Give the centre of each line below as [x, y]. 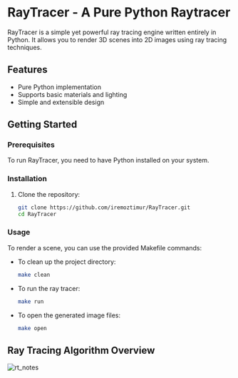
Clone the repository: [49, 194]
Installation [27, 179]
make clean [34, 275]
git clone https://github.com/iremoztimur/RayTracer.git [104, 208]
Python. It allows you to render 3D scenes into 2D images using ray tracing [117, 39]
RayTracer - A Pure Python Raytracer [119, 12]
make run [31, 301]
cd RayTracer [37, 214]
